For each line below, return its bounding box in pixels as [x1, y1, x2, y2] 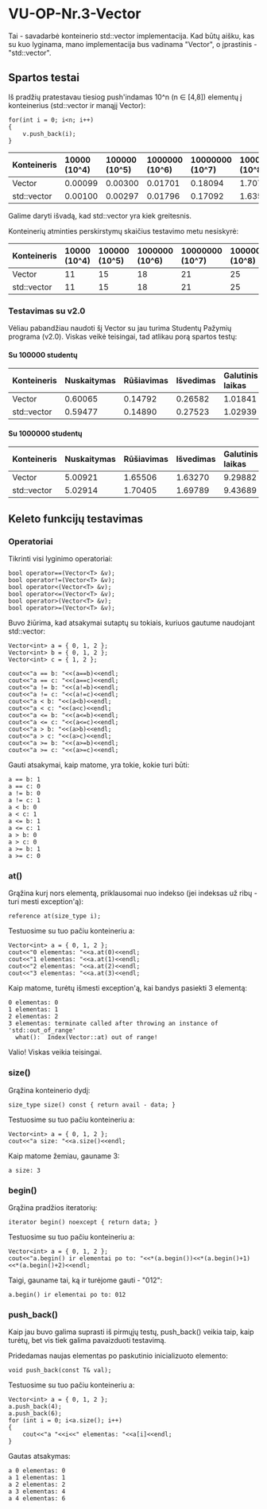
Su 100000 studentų [8, 350, 78, 359]
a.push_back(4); [8, 1402, 62, 1411]
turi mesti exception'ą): [8, 897, 84, 906]
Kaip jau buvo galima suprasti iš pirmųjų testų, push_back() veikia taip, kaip [8, 1327, 254, 1336]
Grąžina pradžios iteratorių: [8, 1203, 98, 1212]
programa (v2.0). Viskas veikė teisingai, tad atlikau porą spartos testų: [8, 332, 238, 342]
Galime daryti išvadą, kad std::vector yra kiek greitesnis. [8, 211, 192, 220]
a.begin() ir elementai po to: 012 [8, 1291, 126, 1299]
